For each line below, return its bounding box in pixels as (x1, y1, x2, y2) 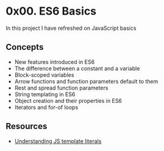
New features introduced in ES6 (14, 58, 95, 65)
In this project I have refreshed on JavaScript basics (5, 24, 137, 32)
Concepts (5, 42, 44, 52)
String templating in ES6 (14, 90, 76, 98)
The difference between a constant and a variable (14, 65, 140, 72)
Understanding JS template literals (14, 137, 102, 144)
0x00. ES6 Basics (5, 4, 97, 18)
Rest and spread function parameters (14, 84, 109, 91)
